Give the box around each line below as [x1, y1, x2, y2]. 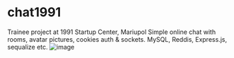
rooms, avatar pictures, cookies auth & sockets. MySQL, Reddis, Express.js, [7, 35, 228, 43]
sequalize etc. [7, 42, 48, 51]
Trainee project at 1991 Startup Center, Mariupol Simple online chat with [7, 28, 216, 36]
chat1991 [7, 4, 62, 21]
